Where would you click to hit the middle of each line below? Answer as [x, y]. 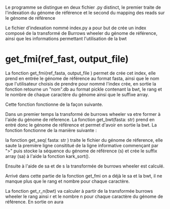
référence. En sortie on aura [34, 201]
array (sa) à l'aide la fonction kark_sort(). [48, 156]
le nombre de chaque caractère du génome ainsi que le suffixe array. [77, 94]
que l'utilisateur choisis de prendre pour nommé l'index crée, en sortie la [81, 83]
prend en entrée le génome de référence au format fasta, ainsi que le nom [82, 78]
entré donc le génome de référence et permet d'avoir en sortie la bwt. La [81, 125]
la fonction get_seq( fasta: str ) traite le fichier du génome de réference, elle [84, 140]
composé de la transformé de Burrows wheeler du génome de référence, [81, 33]
